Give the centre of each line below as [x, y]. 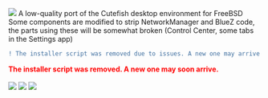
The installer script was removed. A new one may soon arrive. [114, 69]
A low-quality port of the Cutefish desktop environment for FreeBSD [130, 13]
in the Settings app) [41, 39]
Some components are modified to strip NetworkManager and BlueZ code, [132, 22]
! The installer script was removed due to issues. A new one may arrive [134, 54]
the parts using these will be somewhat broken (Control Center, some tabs [131, 31]
